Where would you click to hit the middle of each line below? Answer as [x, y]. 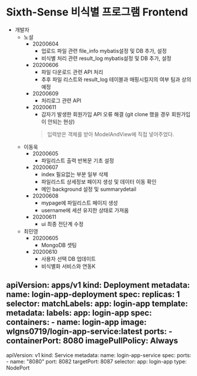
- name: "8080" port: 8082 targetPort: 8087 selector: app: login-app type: [96, 361]
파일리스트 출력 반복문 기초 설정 [77, 160]
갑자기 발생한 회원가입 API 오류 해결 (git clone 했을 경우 [106, 114]
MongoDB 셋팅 [59, 245]
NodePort [18, 368]
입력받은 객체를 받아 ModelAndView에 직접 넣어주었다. [111, 134]
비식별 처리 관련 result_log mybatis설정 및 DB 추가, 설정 [106, 58]
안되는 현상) [61, 122]
